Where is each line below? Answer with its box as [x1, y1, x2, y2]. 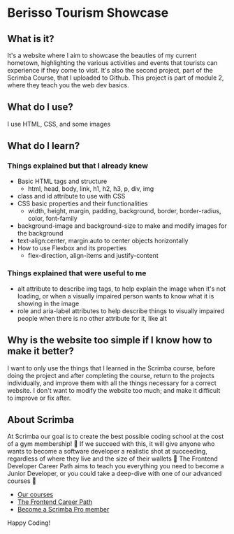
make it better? [7, 345, 75, 357]
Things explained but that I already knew [7, 161, 149, 171]
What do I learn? [7, 140, 80, 152]
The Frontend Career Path [17, 498, 93, 506]
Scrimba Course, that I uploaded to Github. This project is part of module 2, [7, 73, 224, 82]
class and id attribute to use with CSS [17, 192, 126, 200]
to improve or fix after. [7, 394, 71, 402]
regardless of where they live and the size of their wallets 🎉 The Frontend [7, 454, 218, 463]
